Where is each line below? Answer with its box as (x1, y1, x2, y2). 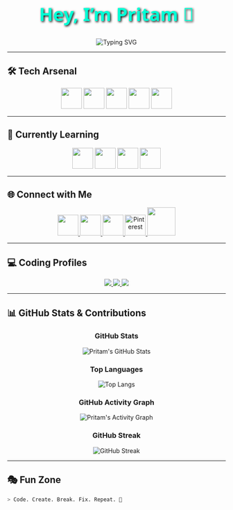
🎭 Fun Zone (7, 474, 61, 486)
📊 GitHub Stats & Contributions (7, 307, 147, 319)
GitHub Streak (92, 431, 141, 441)
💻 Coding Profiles (7, 256, 87, 268)
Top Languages (89, 364, 144, 374)
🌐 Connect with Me (7, 188, 92, 200)
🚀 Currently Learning (7, 129, 99, 141)
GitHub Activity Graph (78, 397, 155, 407)
